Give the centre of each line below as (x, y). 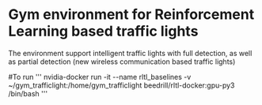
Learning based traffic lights (103, 31)
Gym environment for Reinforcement (131, 15)
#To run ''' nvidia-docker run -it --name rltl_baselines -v (100, 77)
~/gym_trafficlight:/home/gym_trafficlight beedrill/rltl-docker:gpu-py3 (122, 85)
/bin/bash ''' (28, 93)
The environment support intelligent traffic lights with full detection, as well (130, 53)
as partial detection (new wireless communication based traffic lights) (122, 62)
